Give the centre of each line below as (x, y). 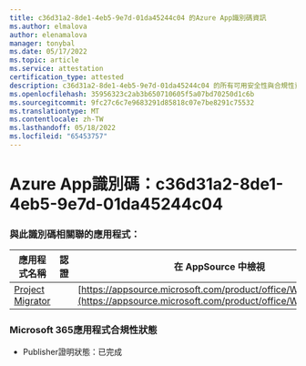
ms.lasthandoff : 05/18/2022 (63, 128)
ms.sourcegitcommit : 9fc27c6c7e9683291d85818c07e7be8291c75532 (132, 102)
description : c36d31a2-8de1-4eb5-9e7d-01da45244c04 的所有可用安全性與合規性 (152, 86)
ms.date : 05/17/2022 (49, 52)
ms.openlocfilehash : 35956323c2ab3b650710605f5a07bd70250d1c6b (132, 94)
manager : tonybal (42, 43)
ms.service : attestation (56, 69)
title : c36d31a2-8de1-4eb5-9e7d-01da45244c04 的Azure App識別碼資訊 (138, 18)
